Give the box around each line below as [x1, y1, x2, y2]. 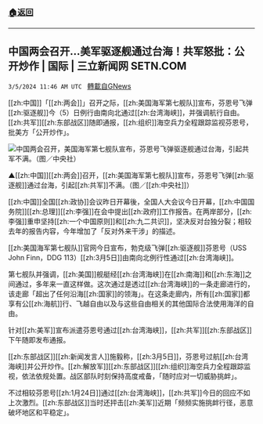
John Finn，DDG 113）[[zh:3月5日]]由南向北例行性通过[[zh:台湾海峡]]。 [8, 253, 239, 263]
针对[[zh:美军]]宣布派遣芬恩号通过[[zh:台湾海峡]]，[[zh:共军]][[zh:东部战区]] [8, 325, 252, 335]
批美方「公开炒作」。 [8, 128, 74, 137]
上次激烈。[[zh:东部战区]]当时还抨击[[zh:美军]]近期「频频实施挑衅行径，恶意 [8, 398, 254, 408]
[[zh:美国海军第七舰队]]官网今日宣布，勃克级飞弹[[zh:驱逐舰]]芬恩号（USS [8, 243, 247, 252]
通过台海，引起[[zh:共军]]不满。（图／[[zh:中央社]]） [27, 180, 194, 190]
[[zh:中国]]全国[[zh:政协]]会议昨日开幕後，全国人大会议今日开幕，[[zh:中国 [8, 198, 248, 207]
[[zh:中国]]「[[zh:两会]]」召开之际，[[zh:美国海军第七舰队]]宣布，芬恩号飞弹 [8, 98, 253, 107]
